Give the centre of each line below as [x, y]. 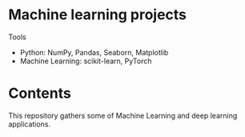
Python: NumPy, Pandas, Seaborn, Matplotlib [94, 52]
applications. [29, 124]
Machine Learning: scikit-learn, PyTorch [86, 61]
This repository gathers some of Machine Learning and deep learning [123, 115]
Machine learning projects [97, 15]
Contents [40, 93]
